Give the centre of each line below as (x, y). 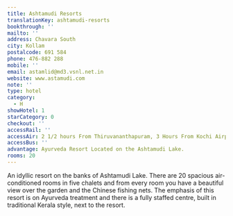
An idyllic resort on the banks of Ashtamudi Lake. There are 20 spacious (110, 175)
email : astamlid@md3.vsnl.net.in (55, 72)
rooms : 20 (21, 156)
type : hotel (24, 91)
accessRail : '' (29, 130)
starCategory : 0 (31, 117)
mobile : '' (23, 65)
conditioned (24, 183)
